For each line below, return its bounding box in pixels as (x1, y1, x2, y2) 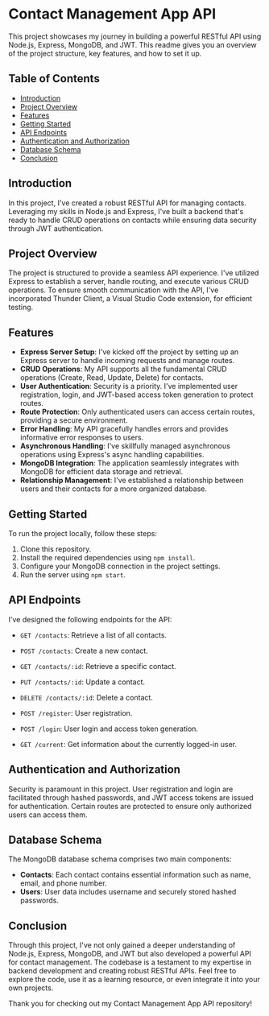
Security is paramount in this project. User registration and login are (8, 784, 234, 794)
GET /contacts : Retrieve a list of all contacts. (19, 630, 168, 640)
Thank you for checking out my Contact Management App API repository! (8, 999, 252, 1009)
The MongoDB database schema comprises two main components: (8, 854, 232, 864)
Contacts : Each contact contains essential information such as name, (19, 870, 251, 880)
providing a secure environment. (19, 415, 128, 425)
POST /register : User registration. (19, 708, 133, 717)
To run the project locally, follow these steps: (8, 529, 157, 538)
